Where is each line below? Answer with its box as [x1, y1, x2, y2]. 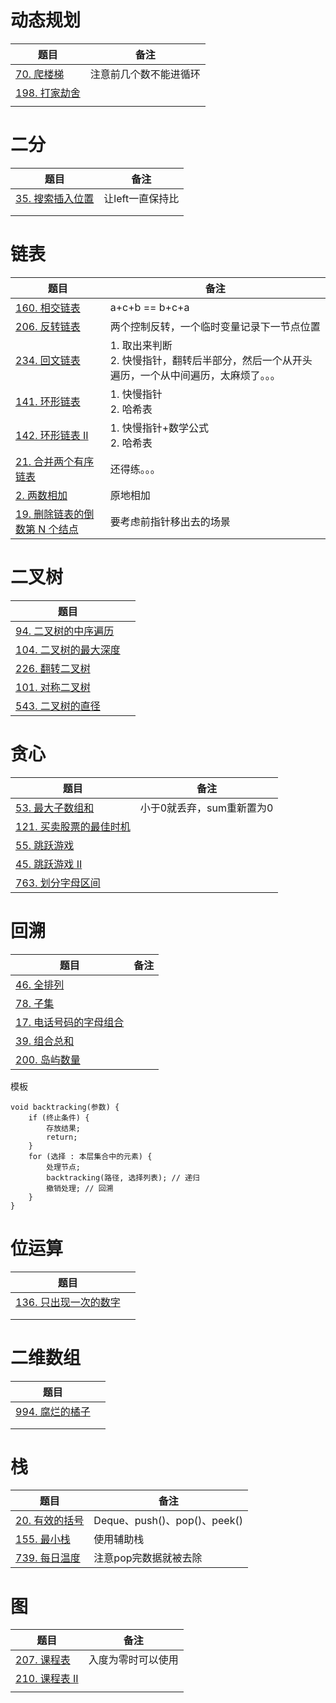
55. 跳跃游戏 [15, 838, 75, 852]
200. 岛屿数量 [15, 1052, 81, 1066]
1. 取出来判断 [109, 338, 173, 352]
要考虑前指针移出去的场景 [109, 514, 231, 528]
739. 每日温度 [15, 1551, 81, 1565]
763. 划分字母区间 [15, 876, 101, 890]
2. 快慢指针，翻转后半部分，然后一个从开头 [109, 353, 313, 367]
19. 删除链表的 [15, 507, 85, 521]
